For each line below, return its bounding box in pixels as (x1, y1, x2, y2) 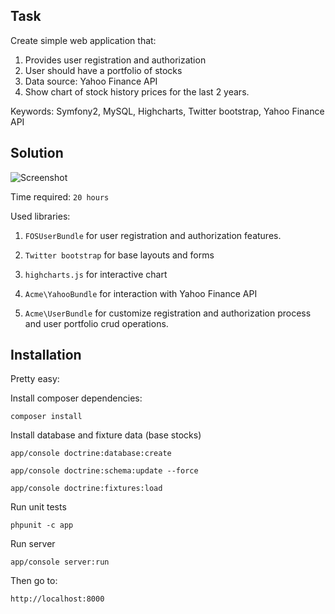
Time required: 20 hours (10, 190, 110, 203)
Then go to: (10, 575, 58, 587)
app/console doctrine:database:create (10, 449, 172, 459)
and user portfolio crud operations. (24, 317, 169, 329)
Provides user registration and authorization (24, 54, 207, 66)
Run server (10, 538, 56, 550)
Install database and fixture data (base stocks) (10, 429, 202, 441)
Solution (10, 145, 64, 162)
